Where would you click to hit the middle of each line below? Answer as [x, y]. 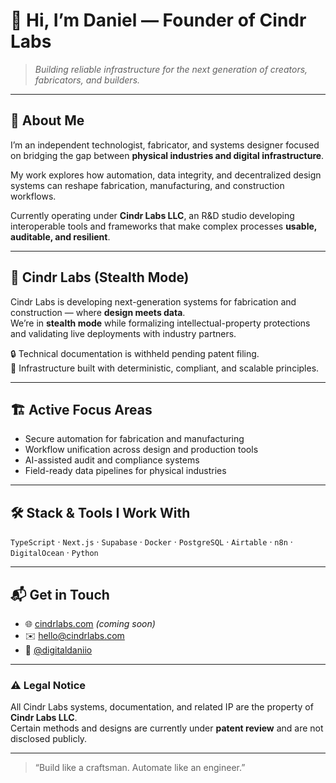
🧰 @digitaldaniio [58, 650]
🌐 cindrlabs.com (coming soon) [90, 623]
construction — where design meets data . [98, 312]
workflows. [33, 196]
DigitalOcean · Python [54, 553]
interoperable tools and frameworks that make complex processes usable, [164, 226]
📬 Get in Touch [60, 594]
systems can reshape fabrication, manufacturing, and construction [147, 185]
